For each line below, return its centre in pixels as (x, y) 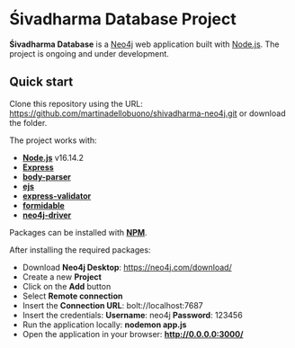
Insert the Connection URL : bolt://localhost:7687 (113, 305)
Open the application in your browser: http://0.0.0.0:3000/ (133, 334)
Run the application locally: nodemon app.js (104, 325)
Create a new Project (62, 277)
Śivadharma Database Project (123, 19)
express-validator (57, 196)
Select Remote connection (72, 296)
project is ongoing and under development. (89, 53)
